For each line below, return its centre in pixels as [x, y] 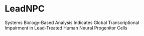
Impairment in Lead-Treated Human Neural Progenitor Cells [66, 27]
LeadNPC [25, 9]
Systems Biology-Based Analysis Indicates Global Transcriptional [72, 22]
